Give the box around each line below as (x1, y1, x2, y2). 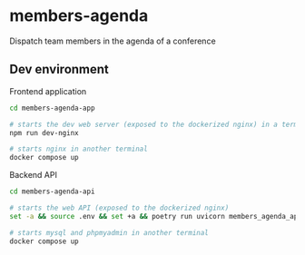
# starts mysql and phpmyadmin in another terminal (9, 228, 209, 237)
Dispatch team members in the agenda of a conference (9, 35, 216, 46)
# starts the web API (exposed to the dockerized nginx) (9, 203, 230, 212)
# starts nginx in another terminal (9, 144, 148, 154)
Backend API (9, 170, 57, 181)
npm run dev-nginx (9, 128, 79, 137)
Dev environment (9, 62, 109, 77)
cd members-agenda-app (9, 103, 95, 113)
